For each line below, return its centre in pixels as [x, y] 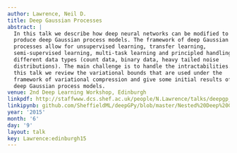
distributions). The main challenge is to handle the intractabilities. [123, 66]
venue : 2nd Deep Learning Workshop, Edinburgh [77, 92]
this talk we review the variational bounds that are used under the [118, 73]
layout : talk [26, 132]
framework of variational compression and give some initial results [118, 79]
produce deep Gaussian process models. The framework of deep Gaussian [121, 40]
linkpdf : [20, 99]
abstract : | [25, 27]
